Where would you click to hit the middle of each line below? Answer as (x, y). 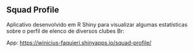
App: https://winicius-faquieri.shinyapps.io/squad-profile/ (79, 42)
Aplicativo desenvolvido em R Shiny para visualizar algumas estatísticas (97, 24)
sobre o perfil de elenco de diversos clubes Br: (65, 31)
